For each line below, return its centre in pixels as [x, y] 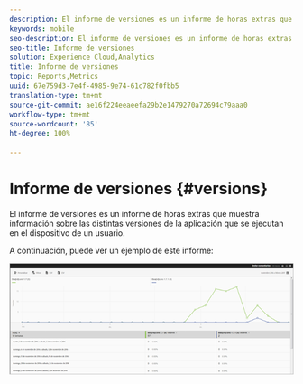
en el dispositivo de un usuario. [68, 233]
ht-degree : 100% [40, 134]
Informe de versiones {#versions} [139, 189]
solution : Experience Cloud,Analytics [82, 57]
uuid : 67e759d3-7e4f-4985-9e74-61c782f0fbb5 [94, 86]
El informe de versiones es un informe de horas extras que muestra [134, 213]
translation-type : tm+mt [56, 95]
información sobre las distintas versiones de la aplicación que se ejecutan [147, 223]
